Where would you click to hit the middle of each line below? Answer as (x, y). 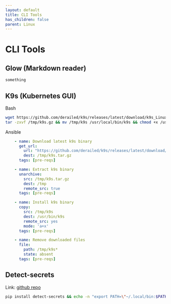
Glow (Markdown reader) (46, 68)
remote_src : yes (41, 221)
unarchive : (30, 174)
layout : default (22, 10)
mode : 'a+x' (36, 226)
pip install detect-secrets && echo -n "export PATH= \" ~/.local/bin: (81, 296)
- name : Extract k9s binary (44, 170)
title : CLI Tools (24, 15)
